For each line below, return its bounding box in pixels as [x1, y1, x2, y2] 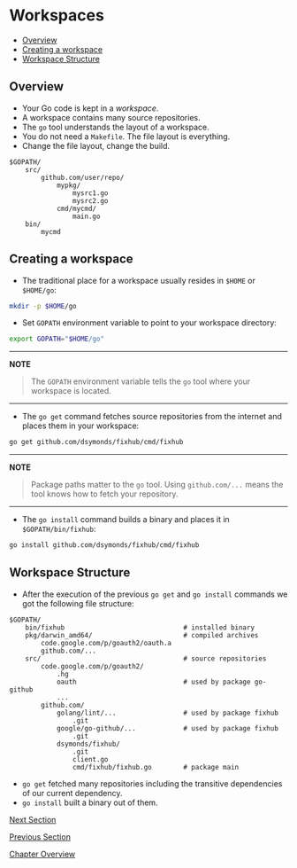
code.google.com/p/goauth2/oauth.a [41, 638, 172, 647]
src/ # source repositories [25, 653, 267, 663]
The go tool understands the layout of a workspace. [21, 121, 209, 132]
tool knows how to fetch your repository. [30, 489, 179, 499]
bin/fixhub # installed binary [25, 622, 255, 632]
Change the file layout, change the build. [21, 140, 171, 151]
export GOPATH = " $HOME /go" [9, 334, 104, 344]
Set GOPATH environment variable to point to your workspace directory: [21, 317, 277, 328]
